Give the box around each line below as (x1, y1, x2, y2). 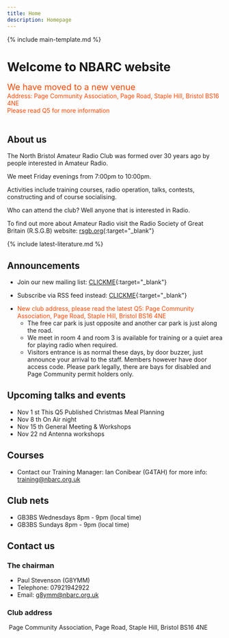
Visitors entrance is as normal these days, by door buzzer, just (27, 348, 203, 357)
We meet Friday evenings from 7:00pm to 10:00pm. (7, 173, 152, 181)
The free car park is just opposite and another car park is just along (27, 319, 217, 327)
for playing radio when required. (27, 341, 118, 349)
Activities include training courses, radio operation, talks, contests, (7, 186, 195, 194)
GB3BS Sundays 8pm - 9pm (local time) (16, 520, 130, 528)
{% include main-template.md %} (7, 35, 101, 43)
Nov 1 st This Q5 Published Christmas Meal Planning (16, 408, 165, 416)
